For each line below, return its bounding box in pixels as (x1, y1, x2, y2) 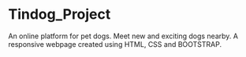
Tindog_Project (8, 5, 111, 23)
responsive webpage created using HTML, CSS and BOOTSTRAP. (8, 39, 222, 48)
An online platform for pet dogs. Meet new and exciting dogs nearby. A (8, 31, 239, 41)
